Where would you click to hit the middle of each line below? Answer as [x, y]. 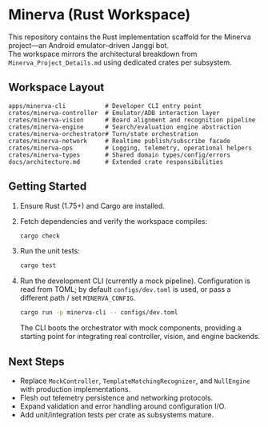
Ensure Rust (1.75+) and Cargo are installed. [92, 206]
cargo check [40, 236]
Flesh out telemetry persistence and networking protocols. [116, 398]
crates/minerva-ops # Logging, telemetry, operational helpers [130, 148]
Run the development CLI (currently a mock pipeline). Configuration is [135, 281]
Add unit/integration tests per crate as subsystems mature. [117, 415]
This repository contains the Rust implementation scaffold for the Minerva [130, 37]
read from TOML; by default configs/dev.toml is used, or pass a [125, 289]
